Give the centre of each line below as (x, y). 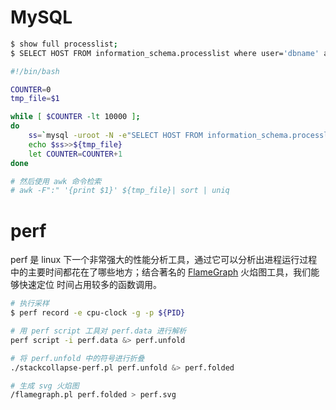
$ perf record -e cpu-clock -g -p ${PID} (98, 313)
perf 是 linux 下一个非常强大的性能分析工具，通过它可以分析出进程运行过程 (164, 260)
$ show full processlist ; (64, 44)
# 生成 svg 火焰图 (45, 386)
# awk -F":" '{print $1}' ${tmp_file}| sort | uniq (120, 191)
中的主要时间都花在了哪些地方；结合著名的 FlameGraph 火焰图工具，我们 (161, 272)
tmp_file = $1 (35, 99)
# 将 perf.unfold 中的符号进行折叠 (77, 358)
